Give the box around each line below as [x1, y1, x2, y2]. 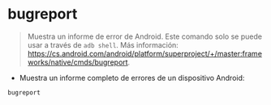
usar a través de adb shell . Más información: [27, 40, 179, 49]
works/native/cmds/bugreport [27, 57, 128, 67]
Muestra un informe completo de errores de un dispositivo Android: [19, 73, 245, 82]
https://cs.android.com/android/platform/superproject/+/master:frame [27, 48, 263, 58]
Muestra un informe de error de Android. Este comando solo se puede [27, 31, 263, 41]
